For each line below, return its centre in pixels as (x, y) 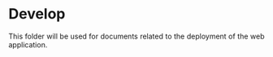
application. (28, 44)
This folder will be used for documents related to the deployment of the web (136, 36)
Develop (37, 14)
